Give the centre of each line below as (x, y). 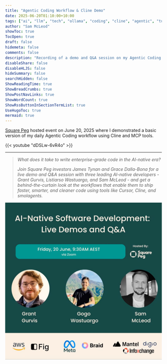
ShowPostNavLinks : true (30, 95)
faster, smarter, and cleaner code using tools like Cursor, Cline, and (86, 190)
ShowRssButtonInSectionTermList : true (45, 105)
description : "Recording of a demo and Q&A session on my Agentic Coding (83, 58)
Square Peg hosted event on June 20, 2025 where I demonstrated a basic (81, 130)
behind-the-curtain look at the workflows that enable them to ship (85, 185)
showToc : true (20, 32)
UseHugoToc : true (23, 110)
